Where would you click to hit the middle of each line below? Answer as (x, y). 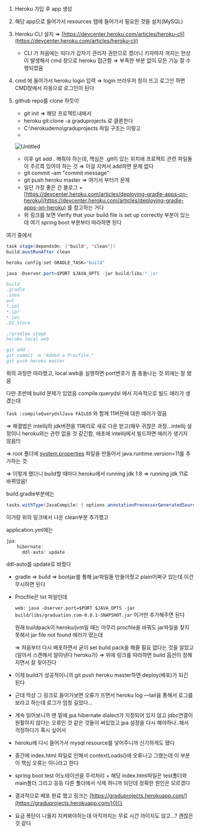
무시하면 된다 (30, 584)
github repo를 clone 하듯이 (47, 101)
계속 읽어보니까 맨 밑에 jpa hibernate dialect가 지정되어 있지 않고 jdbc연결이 (104, 715)
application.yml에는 (30, 529)
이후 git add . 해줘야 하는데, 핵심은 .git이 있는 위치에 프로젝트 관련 (100, 159)
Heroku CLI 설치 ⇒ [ (39, 34)
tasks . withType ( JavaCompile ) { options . (57, 505)
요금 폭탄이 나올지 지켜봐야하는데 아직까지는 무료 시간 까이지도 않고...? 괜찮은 (104, 816)
